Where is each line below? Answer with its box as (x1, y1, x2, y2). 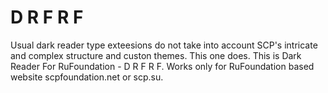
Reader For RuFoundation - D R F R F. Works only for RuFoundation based (10, 60, 315, 72)
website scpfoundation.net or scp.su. (10, 71, 164, 83)
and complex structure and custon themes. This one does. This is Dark (10, 49, 302, 61)
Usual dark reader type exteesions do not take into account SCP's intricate (10, 39, 318, 51)
